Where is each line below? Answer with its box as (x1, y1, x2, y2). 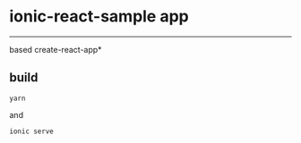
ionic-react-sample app (9, 6, 190, 27)
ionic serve (9, 127, 54, 136)
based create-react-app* (9, 44, 102, 55)
